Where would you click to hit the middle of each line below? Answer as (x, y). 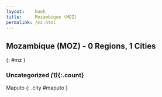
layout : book (26, 11)
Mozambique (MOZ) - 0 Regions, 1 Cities (81, 46)
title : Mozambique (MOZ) (42, 17)
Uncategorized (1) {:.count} (45, 75)
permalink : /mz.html (31, 22)
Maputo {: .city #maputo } (37, 88)
